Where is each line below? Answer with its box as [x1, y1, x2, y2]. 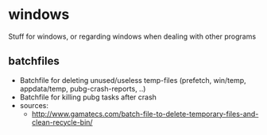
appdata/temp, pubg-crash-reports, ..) [19, 84, 146, 93]
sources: [19, 100, 49, 110]
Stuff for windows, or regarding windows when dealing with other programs [8, 32, 257, 41]
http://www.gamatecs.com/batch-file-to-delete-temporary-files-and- [31, 109, 259, 118]
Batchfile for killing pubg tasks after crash [19, 92, 157, 102]
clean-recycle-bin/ [31, 117, 93, 127]
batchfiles [8, 54, 60, 68]
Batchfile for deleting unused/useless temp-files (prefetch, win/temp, [19, 75, 246, 84]
